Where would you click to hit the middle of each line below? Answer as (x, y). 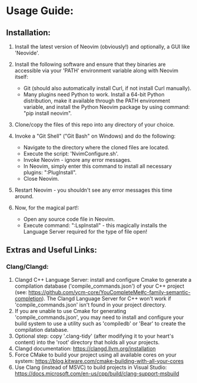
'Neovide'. (27, 53)
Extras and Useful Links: (51, 250)
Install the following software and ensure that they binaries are (90, 64)
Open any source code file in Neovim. (69, 219)
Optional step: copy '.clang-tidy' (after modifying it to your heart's (94, 336)
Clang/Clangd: (27, 267)
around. (24, 196)
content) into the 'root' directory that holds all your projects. (87, 342)
